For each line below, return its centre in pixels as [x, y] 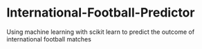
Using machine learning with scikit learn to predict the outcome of [101, 32]
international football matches [49, 39]
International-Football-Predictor [101, 13]
